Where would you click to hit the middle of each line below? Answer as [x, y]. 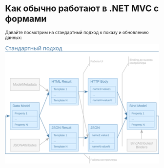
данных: [13, 37]
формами [26, 19]
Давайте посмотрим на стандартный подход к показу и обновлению [77, 32]
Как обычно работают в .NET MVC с [82, 9]
